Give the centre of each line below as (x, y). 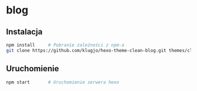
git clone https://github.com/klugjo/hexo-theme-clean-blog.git (86, 50)
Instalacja (24, 32)
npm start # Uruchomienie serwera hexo (62, 82)
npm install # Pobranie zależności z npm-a (65, 45)
